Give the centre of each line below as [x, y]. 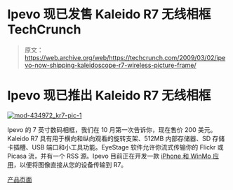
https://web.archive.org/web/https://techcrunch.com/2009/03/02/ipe [125, 57]
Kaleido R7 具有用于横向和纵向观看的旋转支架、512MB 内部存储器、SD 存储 [116, 138]
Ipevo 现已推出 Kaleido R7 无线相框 [109, 96]
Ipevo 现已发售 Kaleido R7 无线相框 [109, 14]
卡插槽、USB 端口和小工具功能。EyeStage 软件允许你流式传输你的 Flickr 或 [115, 147]
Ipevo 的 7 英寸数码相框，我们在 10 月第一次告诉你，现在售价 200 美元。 [112, 129]
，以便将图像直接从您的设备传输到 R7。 [71, 164]
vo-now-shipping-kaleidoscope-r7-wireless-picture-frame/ [110, 65]
